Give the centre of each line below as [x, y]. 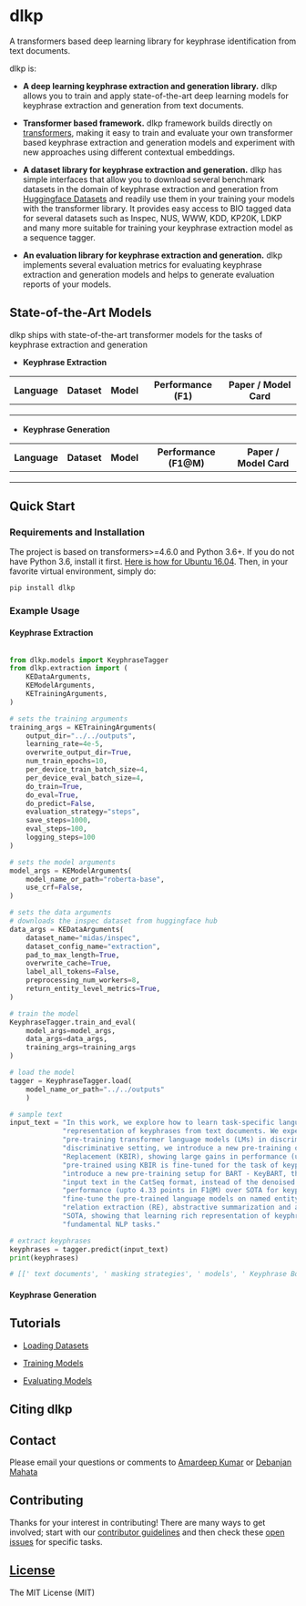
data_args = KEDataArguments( [67, 929]
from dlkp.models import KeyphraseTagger [89, 660]
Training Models [53, 1363]
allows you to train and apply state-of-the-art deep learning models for [155, 96]
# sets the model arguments [63, 862]
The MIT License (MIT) [52, 1592]
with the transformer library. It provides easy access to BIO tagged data [157, 208]
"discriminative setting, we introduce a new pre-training [177, 1149]
